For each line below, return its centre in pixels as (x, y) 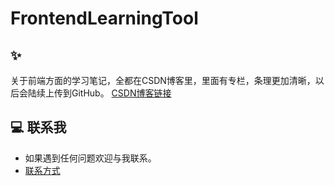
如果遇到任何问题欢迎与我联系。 (90, 158)
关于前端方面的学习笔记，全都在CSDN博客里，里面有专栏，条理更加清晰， (163, 80)
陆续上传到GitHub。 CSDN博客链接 (99, 93)
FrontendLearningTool (104, 18)
